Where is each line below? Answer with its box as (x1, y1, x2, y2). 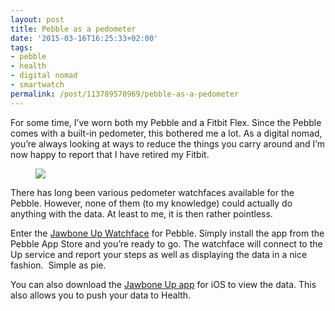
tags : (10, 42, 33, 53)
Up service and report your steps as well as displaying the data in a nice (10, 248, 308, 260)
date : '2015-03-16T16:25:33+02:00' (10, 33, 159, 43)
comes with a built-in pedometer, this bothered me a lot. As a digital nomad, (10, 127, 323, 139)
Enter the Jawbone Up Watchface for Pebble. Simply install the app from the (10, 227, 325, 239)
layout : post (10, 14, 65, 25)
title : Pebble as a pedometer (10, 24, 137, 34)
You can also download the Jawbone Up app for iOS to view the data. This (10, 278, 317, 290)
